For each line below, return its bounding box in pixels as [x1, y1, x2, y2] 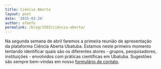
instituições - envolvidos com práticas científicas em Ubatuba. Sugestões [5, 54, 152, 59]
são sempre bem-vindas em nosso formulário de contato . [5, 59, 120, 65]
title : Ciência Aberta [5, 7, 51, 12]
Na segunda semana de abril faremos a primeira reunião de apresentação [5, 38, 152, 44]
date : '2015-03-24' [5, 16, 44, 21]
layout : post [5, 12, 31, 16]
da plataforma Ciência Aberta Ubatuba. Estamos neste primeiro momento [5, 43, 151, 49]
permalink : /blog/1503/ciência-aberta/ [5, 25, 86, 30]
